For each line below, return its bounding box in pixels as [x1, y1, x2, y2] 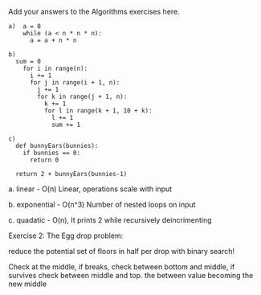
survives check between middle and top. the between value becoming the [8, 271, 254, 280]
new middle [8, 279, 47, 289]
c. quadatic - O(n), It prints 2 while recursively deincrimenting [8, 215, 212, 224]
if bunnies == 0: [22, 149, 81, 157]
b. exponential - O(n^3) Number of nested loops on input [8, 200, 196, 209]
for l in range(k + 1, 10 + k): [43, 107, 153, 115]
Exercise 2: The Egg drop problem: [8, 231, 124, 240]
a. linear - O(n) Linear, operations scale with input [8, 184, 173, 194]
